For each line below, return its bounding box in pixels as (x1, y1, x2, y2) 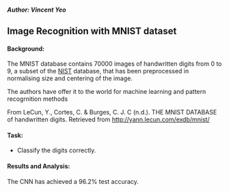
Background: (7, 45, 45, 53)
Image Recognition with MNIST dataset (7, 25, 177, 37)
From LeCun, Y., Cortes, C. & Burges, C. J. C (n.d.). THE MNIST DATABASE (7, 108, 217, 117)
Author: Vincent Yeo (7, 5, 66, 14)
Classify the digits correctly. (16, 146, 96, 154)
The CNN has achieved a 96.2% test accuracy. (7, 177, 139, 185)
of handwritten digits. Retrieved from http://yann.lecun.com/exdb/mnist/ (7, 115, 210, 123)
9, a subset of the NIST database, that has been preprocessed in (7, 67, 189, 75)
